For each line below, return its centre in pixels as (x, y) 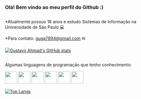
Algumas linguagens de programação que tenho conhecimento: (68, 65)
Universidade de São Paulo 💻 (35, 27)
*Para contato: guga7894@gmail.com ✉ (45, 38)
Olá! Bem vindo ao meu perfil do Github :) (54, 7)
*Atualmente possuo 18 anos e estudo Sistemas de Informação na (71, 22)
